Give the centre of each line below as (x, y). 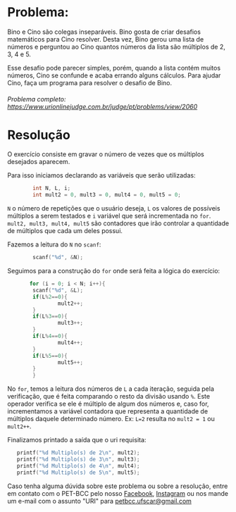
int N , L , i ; (52, 188)
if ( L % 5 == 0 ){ (50, 356)
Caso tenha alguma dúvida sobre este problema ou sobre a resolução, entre (118, 486)
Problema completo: (37, 99)
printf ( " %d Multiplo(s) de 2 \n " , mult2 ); (78, 453)
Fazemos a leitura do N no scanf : (54, 244)
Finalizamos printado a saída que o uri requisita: (77, 440)
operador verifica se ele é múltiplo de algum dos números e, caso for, (108, 404)
